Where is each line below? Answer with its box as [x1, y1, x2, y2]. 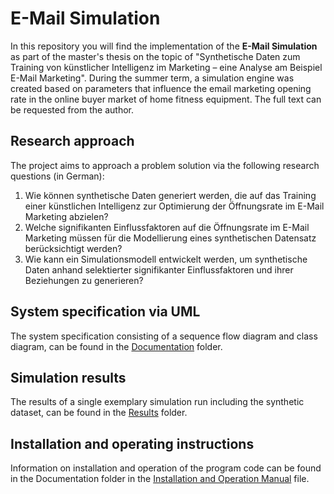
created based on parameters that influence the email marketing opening [10, 82, 312, 94]
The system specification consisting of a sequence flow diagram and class [10, 330, 318, 342]
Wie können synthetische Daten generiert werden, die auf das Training [24, 189, 317, 201]
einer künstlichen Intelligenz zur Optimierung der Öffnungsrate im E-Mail [24, 200, 325, 212]
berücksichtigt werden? [24, 242, 123, 254]
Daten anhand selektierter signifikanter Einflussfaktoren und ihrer [24, 263, 294, 276]
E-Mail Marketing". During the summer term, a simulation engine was [10, 72, 295, 84]
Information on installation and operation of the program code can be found [10, 462, 322, 474]
